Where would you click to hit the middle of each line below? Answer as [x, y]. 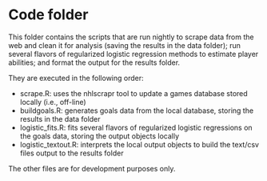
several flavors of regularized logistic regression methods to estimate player [133, 54]
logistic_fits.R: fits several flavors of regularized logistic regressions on [136, 127]
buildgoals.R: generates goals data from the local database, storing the [137, 111]
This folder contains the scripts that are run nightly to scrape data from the [131, 37]
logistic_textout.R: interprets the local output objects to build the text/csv [139, 144]
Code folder [48, 15]
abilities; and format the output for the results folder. [94, 62]
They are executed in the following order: [76, 78]
